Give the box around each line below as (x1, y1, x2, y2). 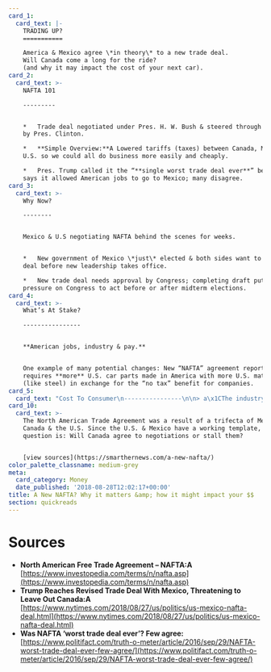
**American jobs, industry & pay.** (23, 343, 147, 351)
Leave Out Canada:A (19, 594, 91, 603)
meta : (8, 469, 27, 477)
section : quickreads (8, 499, 78, 507)
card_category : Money (15, 476, 89, 484)
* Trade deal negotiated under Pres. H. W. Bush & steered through (23, 123, 262, 131)
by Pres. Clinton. (23, 130, 85, 138)
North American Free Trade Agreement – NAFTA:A (19, 560, 193, 570)
